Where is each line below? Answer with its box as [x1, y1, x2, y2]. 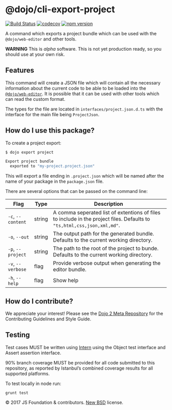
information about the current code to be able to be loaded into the [5, 85, 146, 91]
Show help [53, 277, 78, 284]
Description [94, 201, 123, 208]
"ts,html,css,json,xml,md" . [53, 222, 120, 229]
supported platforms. [5, 370, 50, 377]
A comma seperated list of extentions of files [53, 209, 161, 216]
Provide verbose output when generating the [53, 260, 161, 267]
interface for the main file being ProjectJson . [5, 111, 100, 117]
